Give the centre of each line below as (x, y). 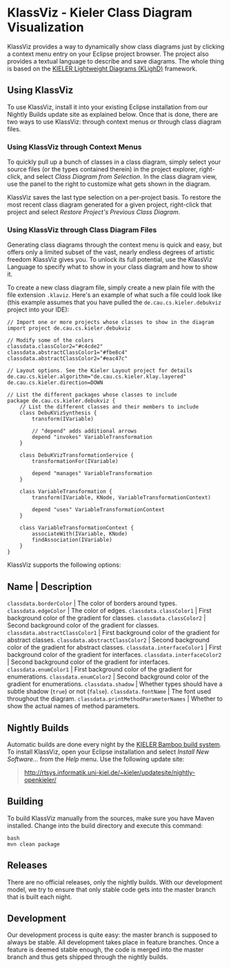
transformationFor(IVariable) (75, 462)
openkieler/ (40, 779)
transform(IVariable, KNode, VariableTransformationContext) (122, 498)
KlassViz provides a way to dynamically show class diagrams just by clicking (116, 46)
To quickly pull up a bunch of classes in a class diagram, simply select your (114, 162)
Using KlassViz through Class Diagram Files (82, 229)
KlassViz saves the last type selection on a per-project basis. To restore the (114, 198)
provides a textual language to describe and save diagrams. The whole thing (116, 61)
